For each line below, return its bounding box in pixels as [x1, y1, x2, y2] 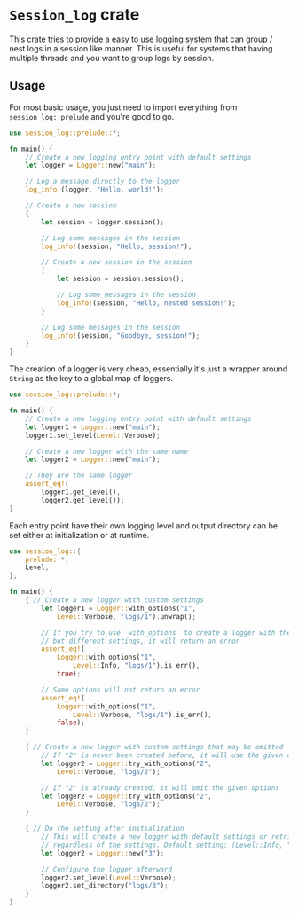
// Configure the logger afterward [41, 864, 173, 873]
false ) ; [56, 718, 86, 727]
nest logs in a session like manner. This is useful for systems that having [9, 43, 273, 53]
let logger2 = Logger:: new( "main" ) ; [25, 455, 161, 465]
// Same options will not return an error [41, 685, 200, 694]
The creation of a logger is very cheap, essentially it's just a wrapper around [9, 364, 288, 374]
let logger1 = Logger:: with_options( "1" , [41, 604, 197, 613]
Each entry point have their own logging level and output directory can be [9, 520, 278, 531]
